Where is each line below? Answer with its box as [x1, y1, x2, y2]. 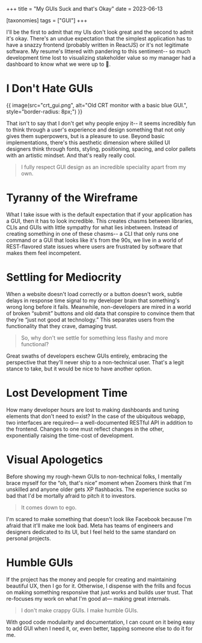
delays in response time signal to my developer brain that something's [6, 297, 180, 304]
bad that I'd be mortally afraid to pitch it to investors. [6, 492, 136, 499]
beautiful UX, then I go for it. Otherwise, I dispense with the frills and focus [6, 582, 191, 589]
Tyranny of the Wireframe [6, 191, 138, 204]
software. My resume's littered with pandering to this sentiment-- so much [6, 48, 191, 55]
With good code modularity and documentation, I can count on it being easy [6, 618, 195, 626]
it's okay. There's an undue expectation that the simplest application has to [6, 35, 192, 42]
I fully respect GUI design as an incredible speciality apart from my [20, 163, 186, 171]
